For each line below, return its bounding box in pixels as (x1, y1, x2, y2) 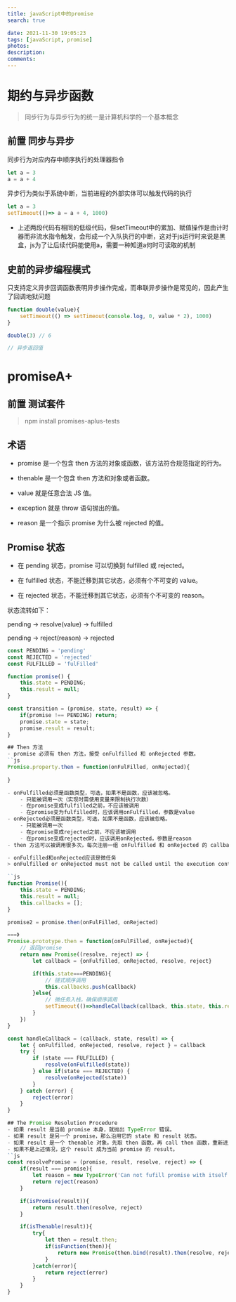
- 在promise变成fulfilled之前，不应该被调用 (20, 802, 140, 810)
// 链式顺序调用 (44, 977, 86, 984)
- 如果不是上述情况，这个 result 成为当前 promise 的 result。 (7, 1145, 178, 1152)
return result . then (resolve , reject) (32, 1204, 143, 1211)
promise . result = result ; (20, 725, 96, 732)
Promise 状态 (7, 541, 65, 553)
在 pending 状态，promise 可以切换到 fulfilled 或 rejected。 (17, 561, 188, 570)
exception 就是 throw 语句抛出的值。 (17, 504, 124, 513)
